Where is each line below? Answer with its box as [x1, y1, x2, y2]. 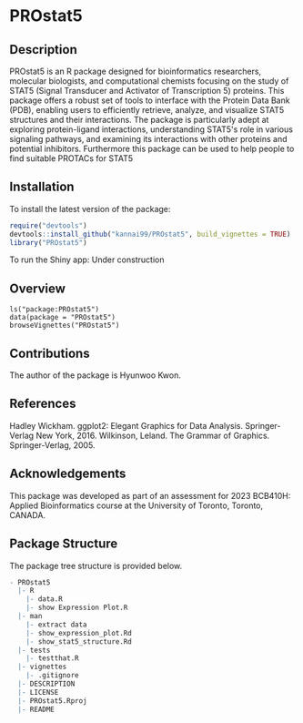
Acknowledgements [9, 466, 126, 482]
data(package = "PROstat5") [9, 313, 116, 322]
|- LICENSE [17, 687, 59, 697]
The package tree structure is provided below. [9, 560, 183, 571]
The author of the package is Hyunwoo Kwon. [9, 370, 182, 381]
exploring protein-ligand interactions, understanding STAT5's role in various [9, 124, 294, 135]
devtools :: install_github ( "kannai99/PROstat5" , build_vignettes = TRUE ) [9, 229, 291, 239]
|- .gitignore [25, 671, 79, 680]
